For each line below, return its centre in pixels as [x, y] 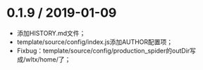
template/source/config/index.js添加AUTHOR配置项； [95, 42]
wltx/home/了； [48, 59]
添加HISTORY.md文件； [51, 33]
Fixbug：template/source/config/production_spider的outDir [103, 50]
